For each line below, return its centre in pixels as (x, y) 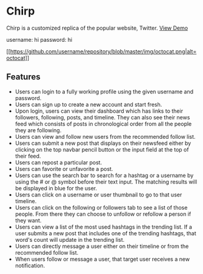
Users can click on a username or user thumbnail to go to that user (98, 195)
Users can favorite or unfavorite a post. (64, 169)
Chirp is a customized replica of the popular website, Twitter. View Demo (97, 28)
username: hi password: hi (39, 39)
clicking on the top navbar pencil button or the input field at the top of (102, 149)
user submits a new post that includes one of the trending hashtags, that (105, 233)
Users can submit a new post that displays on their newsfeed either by (103, 143)
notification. (30, 266)
